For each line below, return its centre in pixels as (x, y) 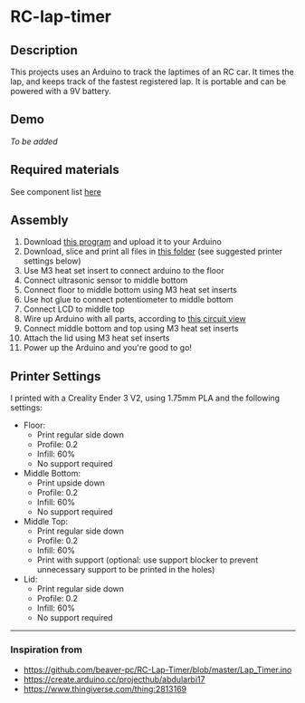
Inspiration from (46, 650)
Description (44, 50)
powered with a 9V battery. (61, 91)
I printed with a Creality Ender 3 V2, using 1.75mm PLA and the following (145, 398)
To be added (34, 141)
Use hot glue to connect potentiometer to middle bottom (128, 300)
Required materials (65, 170)
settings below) (52, 261)
